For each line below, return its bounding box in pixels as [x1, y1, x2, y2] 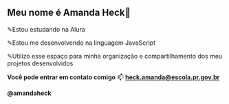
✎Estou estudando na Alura [7, 25, 86, 33]
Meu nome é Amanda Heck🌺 [7, 7, 131, 19]
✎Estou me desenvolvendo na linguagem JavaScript [7, 39, 156, 47]
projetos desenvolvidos [7, 59, 74, 67]
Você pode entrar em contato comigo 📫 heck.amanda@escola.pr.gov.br [7, 73, 220, 81]
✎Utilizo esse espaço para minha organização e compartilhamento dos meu [7, 52, 223, 60]
